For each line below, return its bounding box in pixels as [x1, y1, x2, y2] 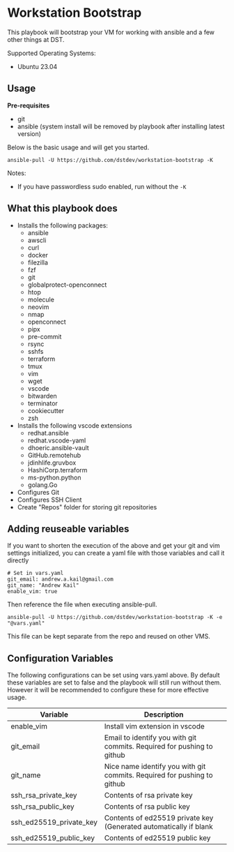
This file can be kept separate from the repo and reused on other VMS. [7, 632, 210, 641]
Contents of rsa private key [104, 791, 193, 800]
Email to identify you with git [104, 733, 197, 742]
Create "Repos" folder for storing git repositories [17, 502, 157, 511]
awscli [27, 236, 47, 244]
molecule [27, 295, 54, 304]
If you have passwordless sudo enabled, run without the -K [17, 182, 187, 190]
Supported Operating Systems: [7, 49, 96, 57]
